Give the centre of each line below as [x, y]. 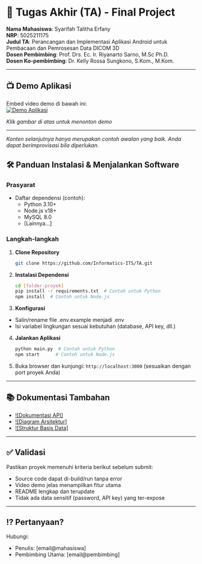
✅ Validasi [26, 453]
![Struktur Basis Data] [41, 428]
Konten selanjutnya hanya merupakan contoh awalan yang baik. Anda [94, 139]
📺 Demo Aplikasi [39, 86]
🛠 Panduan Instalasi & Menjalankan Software [93, 165]
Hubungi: [17, 536]
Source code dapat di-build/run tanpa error [69, 478]
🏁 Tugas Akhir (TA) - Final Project [91, 12]
